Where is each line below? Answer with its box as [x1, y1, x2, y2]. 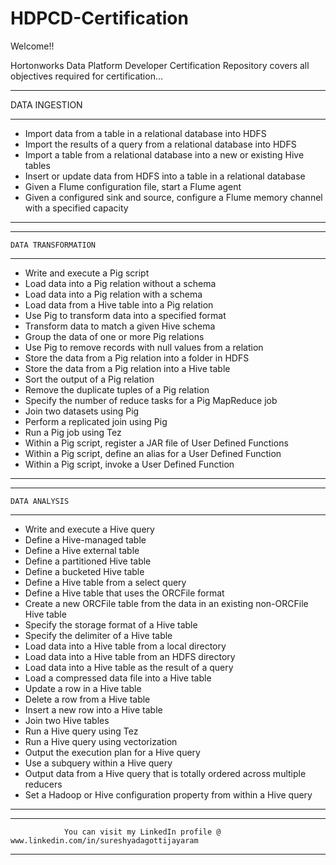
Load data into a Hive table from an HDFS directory [24, 650, 236, 662]
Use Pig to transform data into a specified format [24, 309, 227, 321]
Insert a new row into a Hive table [24, 703, 163, 716]
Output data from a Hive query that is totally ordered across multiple [24, 767, 307, 779]
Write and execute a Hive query [24, 523, 155, 535]
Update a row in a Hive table [24, 682, 142, 694]
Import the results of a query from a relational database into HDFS [24, 138, 297, 150]
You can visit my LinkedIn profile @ [63, 827, 222, 837]
